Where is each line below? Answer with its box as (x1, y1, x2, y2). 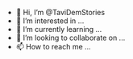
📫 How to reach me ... (15, 42, 91, 51)
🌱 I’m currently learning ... (15, 25, 102, 33)
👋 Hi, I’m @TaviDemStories (15, 8, 106, 17)
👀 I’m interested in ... (15, 16, 85, 26)
